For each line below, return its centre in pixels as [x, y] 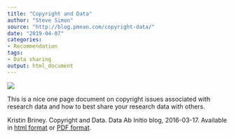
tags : [15, 53]
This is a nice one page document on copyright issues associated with [109, 99]
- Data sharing [29, 60]
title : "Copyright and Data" [50, 14]
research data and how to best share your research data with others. [106, 106]
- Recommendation [33, 46]
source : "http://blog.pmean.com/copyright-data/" [81, 27]
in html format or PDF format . [49, 127]
